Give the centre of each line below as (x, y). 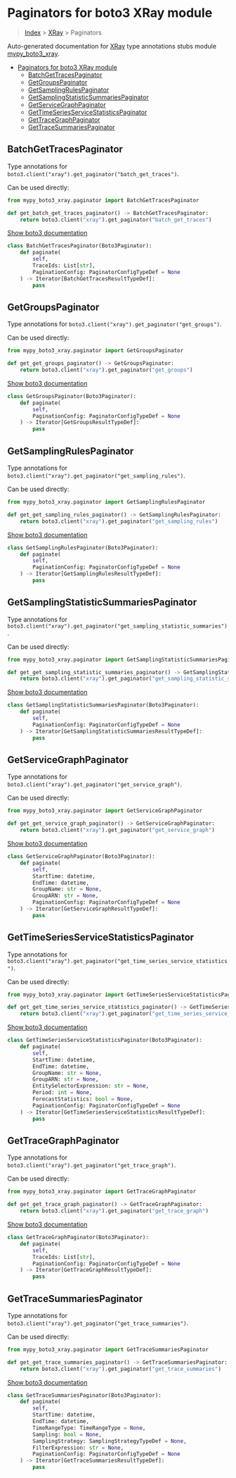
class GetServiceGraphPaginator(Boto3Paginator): (81, 857)
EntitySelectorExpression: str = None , (91, 1086)
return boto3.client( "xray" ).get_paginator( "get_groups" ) (106, 370)
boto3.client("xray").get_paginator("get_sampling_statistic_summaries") (118, 626)
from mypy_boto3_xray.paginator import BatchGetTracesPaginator (103, 200)
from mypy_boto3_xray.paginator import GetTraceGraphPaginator (102, 1192)
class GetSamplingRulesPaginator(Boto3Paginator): (83, 547)
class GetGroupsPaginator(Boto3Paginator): (72, 396)
